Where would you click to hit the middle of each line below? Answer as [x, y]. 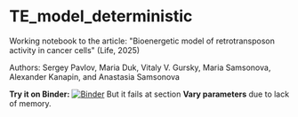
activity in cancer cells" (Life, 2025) [75, 50]
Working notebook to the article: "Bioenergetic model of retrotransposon [142, 41]
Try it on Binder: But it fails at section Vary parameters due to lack [149, 94]
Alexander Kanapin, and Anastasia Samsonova [95, 76]
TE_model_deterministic [101, 16]
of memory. [30, 103]
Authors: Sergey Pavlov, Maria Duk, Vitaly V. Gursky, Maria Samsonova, [140, 67]
